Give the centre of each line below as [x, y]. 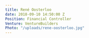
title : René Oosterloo [28, 10]
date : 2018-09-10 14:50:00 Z [35, 14]
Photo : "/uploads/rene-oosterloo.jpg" [45, 28]
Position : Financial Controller [38, 19]
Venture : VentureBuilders [31, 23]
